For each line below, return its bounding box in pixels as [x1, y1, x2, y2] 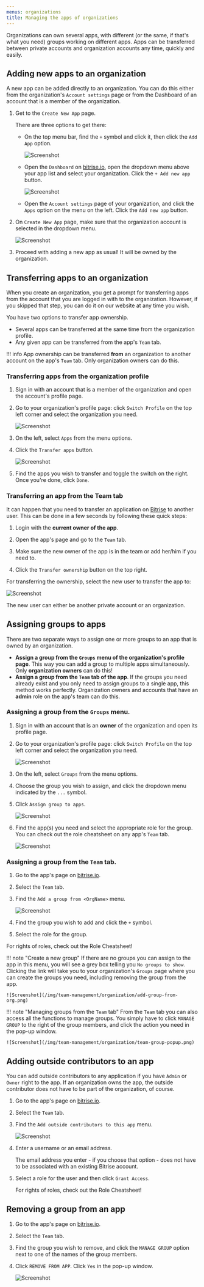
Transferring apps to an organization [6, 272, 149, 283]
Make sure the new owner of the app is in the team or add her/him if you [15, 547, 197, 555]
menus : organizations [6, 9, 62, 15]
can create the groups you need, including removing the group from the [6, 974, 186, 981]
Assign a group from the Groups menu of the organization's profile [15, 654, 185, 661]
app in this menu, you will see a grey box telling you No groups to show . [6, 961, 186, 968]
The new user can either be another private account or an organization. [6, 601, 186, 608]
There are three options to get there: [15, 122, 107, 129]
